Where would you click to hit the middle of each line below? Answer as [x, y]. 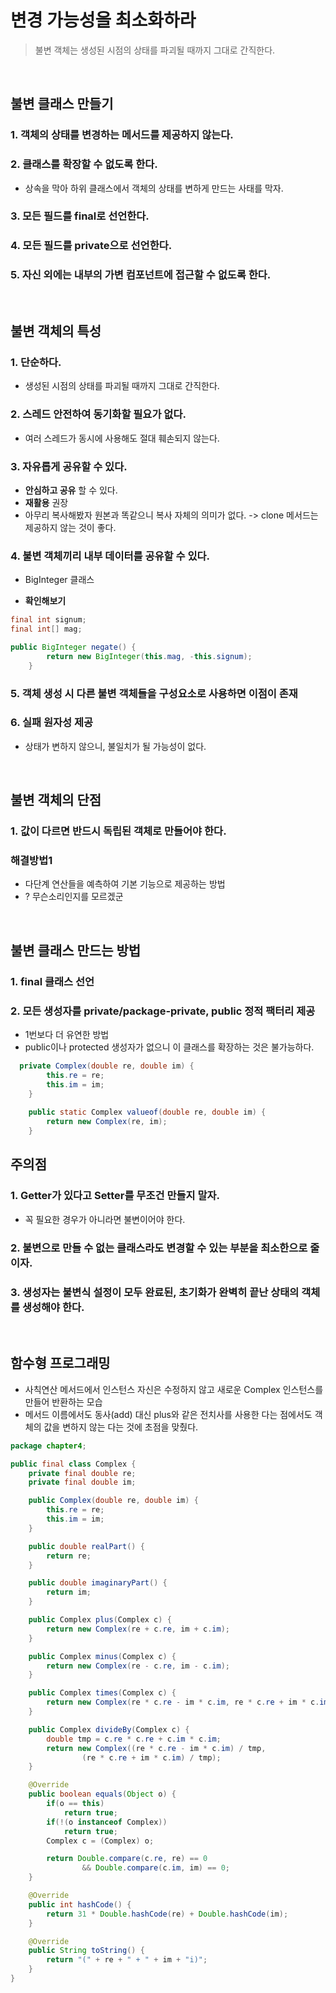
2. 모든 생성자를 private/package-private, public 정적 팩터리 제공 [163, 1011]
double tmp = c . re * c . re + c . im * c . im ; [134, 1739]
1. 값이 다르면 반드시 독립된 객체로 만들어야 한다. [118, 831]
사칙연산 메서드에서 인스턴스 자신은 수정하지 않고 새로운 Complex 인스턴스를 [174, 1389]
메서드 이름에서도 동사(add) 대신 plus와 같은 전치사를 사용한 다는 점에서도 [168, 1414]
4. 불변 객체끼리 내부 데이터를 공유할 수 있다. [110, 556]
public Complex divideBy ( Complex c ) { [109, 1729]
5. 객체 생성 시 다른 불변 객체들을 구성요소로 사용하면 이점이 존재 [154, 693]
